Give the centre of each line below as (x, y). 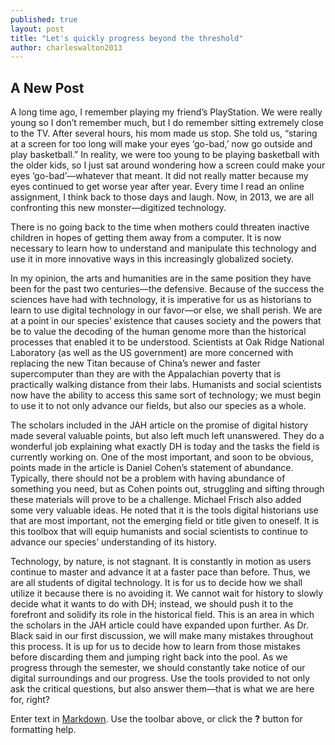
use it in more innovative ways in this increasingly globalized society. (152, 259)
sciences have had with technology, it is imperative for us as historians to (161, 300)
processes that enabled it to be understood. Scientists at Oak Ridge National (167, 342)
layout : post (37, 29)
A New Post (47, 87)
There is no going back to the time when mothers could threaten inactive (160, 227)
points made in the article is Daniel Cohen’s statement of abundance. (152, 468)
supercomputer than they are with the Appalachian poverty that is (146, 374)
